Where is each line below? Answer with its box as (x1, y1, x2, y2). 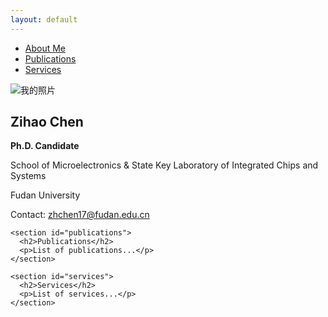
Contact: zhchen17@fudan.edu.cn (10, 209, 150, 221)
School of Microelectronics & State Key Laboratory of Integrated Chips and (10, 159, 319, 171)
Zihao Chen (10, 114, 84, 131)
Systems (10, 170, 47, 182)
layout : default (10, 14, 78, 25)
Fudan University (10, 189, 81, 201)
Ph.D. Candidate (10, 140, 80, 152)
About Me (24, 42, 67, 54)
